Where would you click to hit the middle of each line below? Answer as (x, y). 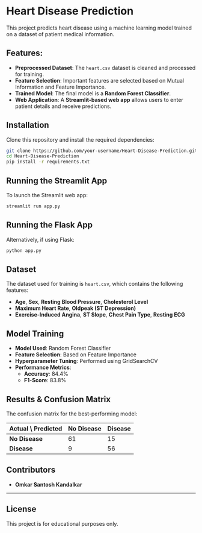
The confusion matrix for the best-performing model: (72, 414)
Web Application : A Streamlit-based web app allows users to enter (99, 99)
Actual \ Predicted (36, 428)
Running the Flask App (50, 225)
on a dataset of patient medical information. (60, 34)
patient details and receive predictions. (63, 106)
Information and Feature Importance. (60, 87)
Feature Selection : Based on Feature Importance (76, 355)
